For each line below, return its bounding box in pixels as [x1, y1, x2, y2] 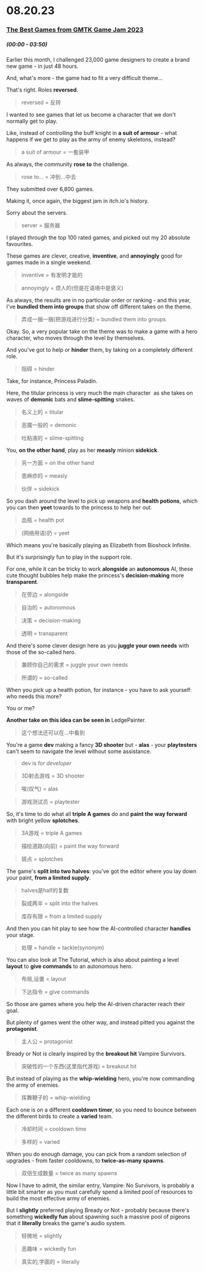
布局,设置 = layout [21, 975, 66, 983]
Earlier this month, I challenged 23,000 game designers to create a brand [6, 56, 190, 64]
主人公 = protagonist [21, 1038, 73, 1045]
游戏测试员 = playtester [21, 798, 80, 806]
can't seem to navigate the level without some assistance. [6, 748, 152, 755]
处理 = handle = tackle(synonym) [21, 944, 105, 952]
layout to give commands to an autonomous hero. [6, 963, 133, 970]
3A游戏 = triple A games [21, 829, 82, 837]
